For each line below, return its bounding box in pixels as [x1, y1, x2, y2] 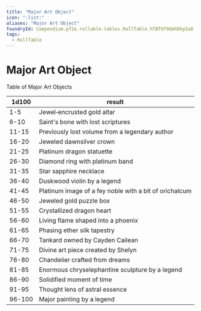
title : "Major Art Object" [6, 8, 74, 15]
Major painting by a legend [39, 295, 115, 303]
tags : [6, 32, 20, 38]
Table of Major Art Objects [6, 83, 73, 90]
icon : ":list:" [6, 15, 45, 21]
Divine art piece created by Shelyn [39, 246, 137, 254]
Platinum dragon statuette [39, 147, 113, 155]
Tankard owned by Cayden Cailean [39, 236, 138, 244]
